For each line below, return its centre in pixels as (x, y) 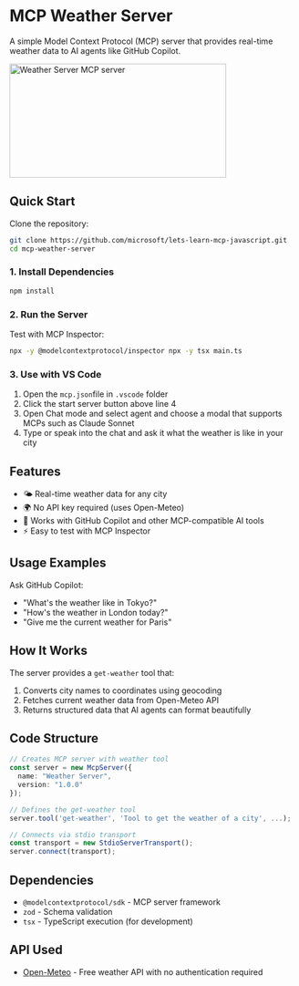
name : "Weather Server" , (65, 776)
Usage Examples (58, 563)
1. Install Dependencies (62, 272)
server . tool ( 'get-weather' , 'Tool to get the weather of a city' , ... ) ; (150, 818)
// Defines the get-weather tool (73, 810)
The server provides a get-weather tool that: (92, 672)
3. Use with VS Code (56, 374)
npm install (32, 291)
